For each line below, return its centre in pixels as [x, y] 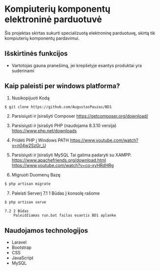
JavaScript [22, 258]
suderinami [23, 71]
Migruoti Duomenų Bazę [36, 175]
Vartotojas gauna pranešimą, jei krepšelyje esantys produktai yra [77, 65]
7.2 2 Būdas [17, 211]
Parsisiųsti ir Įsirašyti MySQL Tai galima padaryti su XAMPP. [72, 155]
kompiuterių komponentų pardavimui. [42, 38]
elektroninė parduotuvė [53, 19]
